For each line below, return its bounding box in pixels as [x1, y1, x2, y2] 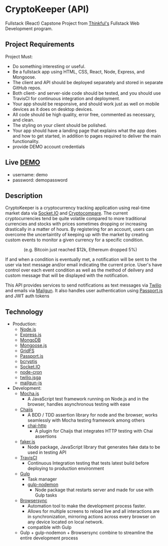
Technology [5, 307, 44, 316]
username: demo [12, 171, 48, 177]
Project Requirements [5, 40, 75, 49]
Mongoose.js [20, 343, 47, 349]
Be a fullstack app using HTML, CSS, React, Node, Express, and [12, 69, 144, 75]
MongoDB [20, 337, 41, 343]
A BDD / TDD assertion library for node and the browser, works [27, 412, 158, 418]
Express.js [20, 331, 42, 338]
